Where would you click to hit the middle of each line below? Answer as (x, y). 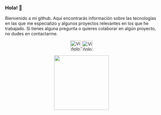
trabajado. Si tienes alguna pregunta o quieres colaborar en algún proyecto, (80, 29)
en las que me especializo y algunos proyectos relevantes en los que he (77, 23)
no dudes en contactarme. (32, 34)
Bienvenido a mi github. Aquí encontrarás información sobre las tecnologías (81, 18)
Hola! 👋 (14, 8)
